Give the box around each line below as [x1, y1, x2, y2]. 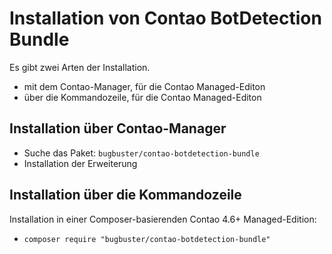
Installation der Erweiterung [23, 157, 138, 169]
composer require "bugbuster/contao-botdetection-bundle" [23, 234, 271, 244]
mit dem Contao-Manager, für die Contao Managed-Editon [23, 80, 266, 92]
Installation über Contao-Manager [9, 120, 227, 137]
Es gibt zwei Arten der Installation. [9, 61, 151, 73]
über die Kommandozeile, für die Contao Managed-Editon [23, 91, 262, 103]
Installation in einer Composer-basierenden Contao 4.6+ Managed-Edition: [9, 213, 317, 225]
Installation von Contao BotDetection [9, 7, 322, 30]
